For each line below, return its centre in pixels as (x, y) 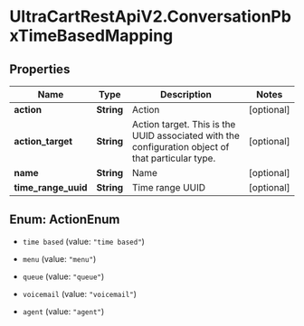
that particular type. (174, 158)
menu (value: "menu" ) (59, 258)
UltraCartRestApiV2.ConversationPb (151, 17)
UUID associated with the (185, 135)
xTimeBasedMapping (91, 36)
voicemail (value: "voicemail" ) (80, 293)
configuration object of (180, 147)
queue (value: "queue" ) (63, 276)
